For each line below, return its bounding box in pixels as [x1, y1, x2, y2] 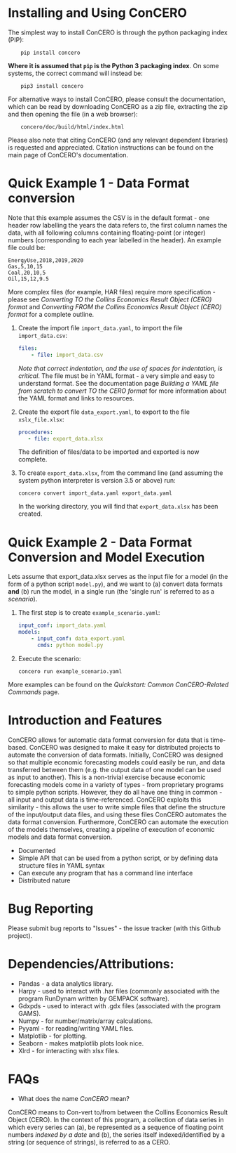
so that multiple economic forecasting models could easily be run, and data [8, 757, 225, 767]
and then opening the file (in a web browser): [8, 110, 139, 118]
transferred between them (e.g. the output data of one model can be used [8, 765, 221, 774]
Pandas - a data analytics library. [18, 979, 113, 988]
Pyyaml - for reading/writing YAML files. [18, 1024, 134, 1032]
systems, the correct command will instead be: [8, 69, 143, 77]
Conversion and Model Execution [8, 549, 205, 565]
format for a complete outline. [8, 310, 95, 318]
